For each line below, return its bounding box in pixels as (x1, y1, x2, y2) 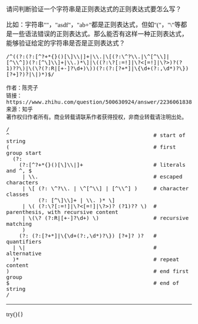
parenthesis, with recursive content (6, 209, 119, 215)
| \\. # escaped (22, 173, 183, 180)
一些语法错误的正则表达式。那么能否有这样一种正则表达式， (12, 30, 188, 38)
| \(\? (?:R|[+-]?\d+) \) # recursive (22, 215, 189, 221)
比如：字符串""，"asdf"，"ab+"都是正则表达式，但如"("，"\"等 (6, 21, 181, 29)
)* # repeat (12, 256, 180, 263)
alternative (6, 250, 42, 257)
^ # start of (6, 132, 186, 138)
